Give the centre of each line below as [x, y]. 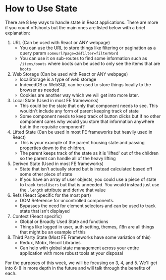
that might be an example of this [53, 232]
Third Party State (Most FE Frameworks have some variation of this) [82, 237]
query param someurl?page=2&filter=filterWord [69, 53]
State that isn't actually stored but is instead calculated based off [86, 168]
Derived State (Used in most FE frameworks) [58, 164]
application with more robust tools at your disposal [71, 253]
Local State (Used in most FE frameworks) [55, 100]
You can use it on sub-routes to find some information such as [83, 58]
